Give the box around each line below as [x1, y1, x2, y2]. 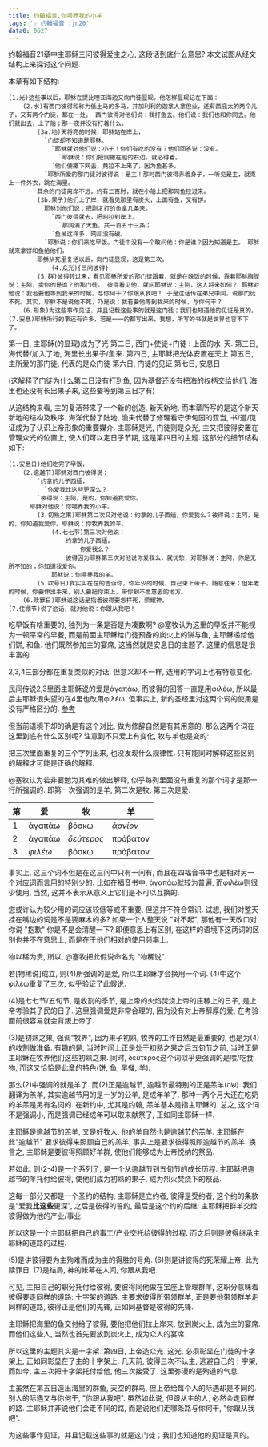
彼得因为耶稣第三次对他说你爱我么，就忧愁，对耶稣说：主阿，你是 [65, 554, 250, 562]
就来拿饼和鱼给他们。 [8, 247, 68, 255]
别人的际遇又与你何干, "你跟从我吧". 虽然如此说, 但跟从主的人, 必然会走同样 [8, 1393, 254, 1403]
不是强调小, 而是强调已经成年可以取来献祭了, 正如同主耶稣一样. [8, 1110, 214, 1119]
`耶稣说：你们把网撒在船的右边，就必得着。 [58, 154, 182, 162]
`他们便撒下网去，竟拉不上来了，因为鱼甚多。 [50, 162, 180, 171]
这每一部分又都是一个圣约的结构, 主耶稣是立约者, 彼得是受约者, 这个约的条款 [8, 1191, 258, 1201]
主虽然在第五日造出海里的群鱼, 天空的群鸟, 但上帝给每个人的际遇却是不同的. [8, 1383, 257, 1393]
